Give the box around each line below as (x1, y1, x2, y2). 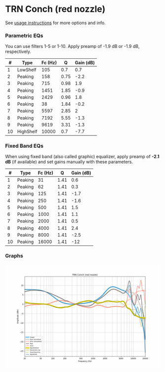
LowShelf (17, 67, 37, 73)
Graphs (5, 252, 23, 259)
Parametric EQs (5, 32, 43, 39)
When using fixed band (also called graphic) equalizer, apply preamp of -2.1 (5, 154, 160, 160)
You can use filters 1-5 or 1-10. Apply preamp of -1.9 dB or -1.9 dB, (5, 43, 140, 49)
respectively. (5, 48, 31, 55)
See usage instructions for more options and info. (5, 20, 106, 26)
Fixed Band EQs (5, 142, 43, 149)
